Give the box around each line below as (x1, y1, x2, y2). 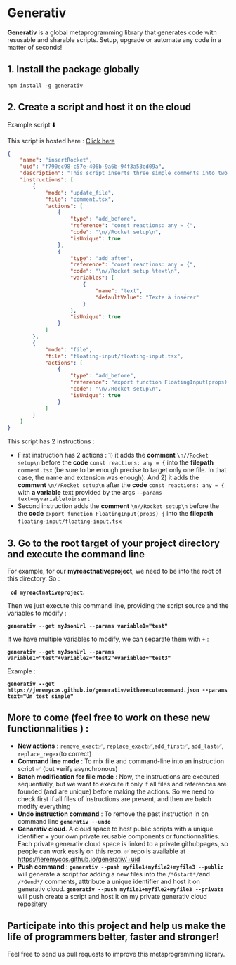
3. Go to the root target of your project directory (7, 537, 220, 549)
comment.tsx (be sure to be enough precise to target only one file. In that (17, 466, 227, 474)
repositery (17, 900, 48, 908)
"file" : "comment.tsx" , (44, 195, 114, 203)
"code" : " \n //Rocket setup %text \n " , (70, 268, 181, 275)
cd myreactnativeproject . (10, 588, 86, 596)
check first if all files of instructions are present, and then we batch (17, 794, 212, 803)
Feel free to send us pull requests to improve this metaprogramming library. (7, 950, 225, 958)
